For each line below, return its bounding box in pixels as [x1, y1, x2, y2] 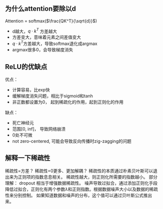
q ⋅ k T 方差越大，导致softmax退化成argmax [12, 40, 98, 46]
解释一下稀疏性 [5, 154, 50, 163]
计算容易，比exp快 [12, 87, 50, 93]
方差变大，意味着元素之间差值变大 [12, 34, 81, 40]
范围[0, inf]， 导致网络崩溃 [12, 126, 66, 132]
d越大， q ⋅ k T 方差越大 [12, 27, 57, 34]
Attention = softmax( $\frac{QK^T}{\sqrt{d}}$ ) [5, 18, 97, 23]
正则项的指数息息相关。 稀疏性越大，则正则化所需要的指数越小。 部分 [18, 174, 158, 180]
